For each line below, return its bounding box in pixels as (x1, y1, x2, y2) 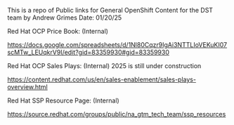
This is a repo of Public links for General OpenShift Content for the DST (7, 6, 213, 14)
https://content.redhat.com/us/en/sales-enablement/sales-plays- (7, 75, 197, 84)
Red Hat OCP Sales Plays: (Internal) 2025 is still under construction (7, 62, 202, 70)
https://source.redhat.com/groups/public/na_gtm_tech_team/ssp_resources (7, 110, 226, 118)
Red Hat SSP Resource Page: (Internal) (7, 96, 119, 105)
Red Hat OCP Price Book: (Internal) (7, 27, 109, 35)
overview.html (7, 83, 48, 91)
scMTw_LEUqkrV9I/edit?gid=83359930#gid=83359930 (7, 48, 170, 56)
